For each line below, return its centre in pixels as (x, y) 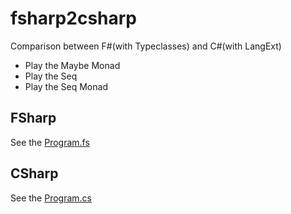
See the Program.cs (51, 198)
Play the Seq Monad (66, 86)
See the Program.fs (50, 142)
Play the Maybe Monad (72, 65)
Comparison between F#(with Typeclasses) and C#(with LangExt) (146, 46)
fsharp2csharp (74, 18)
